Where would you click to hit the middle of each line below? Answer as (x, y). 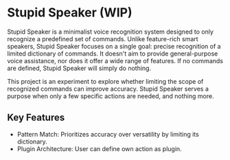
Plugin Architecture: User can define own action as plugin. (99, 148)
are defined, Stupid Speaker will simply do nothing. (79, 68)
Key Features (36, 118)
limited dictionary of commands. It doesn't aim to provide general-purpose (113, 54)
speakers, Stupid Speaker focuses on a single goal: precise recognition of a (114, 46)
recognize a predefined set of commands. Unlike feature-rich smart (103, 38)
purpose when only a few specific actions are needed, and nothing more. (111, 96)
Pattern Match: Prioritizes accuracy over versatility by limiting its (108, 134)
